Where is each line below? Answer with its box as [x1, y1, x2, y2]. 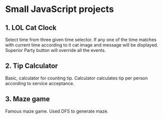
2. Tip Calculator [5, 61, 58, 70]
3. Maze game [5, 95, 50, 103]
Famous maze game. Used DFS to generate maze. [5, 108, 108, 114]
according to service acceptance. [5, 80, 74, 86]
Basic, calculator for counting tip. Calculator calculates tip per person [5, 75, 148, 81]
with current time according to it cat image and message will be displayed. [5, 42, 158, 48]
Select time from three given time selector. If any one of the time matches [5, 36, 156, 42]
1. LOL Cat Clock [5, 23, 56, 32]
